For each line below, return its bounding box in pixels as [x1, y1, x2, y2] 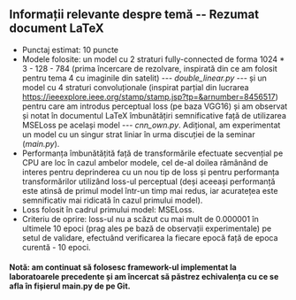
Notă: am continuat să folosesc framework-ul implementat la [9, 262, 237, 273]
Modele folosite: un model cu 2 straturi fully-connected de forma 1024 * [21, 53, 285, 65]
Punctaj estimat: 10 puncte [21, 44, 119, 55]
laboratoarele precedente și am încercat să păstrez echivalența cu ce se [9, 272, 279, 282]
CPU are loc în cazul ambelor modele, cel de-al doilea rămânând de [21, 157, 269, 167]
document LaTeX [9, 21, 104, 36]
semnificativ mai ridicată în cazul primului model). [21, 195, 203, 205]
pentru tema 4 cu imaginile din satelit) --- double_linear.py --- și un [21, 73, 268, 83]
